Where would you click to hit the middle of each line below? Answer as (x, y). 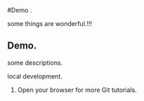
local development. (35, 76)
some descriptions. (35, 62)
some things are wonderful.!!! (50, 23)
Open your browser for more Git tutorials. (77, 90)
